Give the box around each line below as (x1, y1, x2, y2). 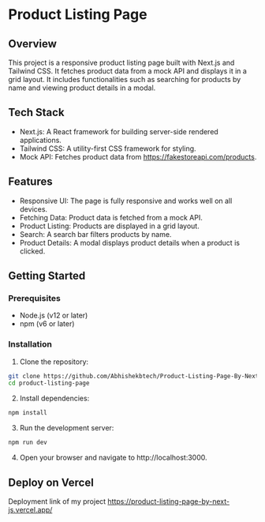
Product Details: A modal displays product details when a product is (19, 238, 241, 247)
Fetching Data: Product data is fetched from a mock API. (19, 212, 203, 222)
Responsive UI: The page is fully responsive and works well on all (19, 196, 233, 205)
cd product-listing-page (8, 379, 90, 388)
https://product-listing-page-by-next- (107, 496, 230, 506)
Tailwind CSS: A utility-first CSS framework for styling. (19, 144, 196, 153)
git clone (8, 372, 41, 380)
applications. (19, 135, 62, 145)
